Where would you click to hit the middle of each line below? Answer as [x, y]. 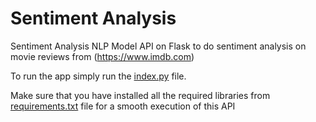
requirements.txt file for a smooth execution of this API [123, 106]
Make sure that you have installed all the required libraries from [140, 95]
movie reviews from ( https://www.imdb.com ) [102, 56]
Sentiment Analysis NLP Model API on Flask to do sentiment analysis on [158, 46]
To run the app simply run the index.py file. [98, 76]
